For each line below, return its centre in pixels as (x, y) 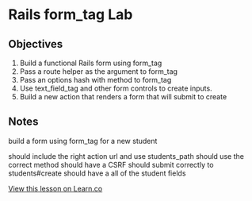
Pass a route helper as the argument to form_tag (99, 72)
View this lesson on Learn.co (55, 188)
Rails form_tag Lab (71, 15)
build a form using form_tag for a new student (83, 141)
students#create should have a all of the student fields (97, 173)
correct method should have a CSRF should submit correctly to (111, 164)
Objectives (36, 44)
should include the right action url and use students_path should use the (126, 156)
